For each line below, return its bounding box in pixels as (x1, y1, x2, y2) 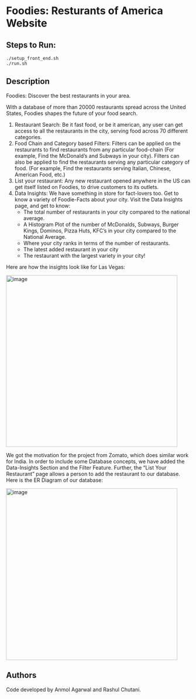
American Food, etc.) (14, 171, 66, 178)
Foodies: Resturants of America (6, 4, 163, 18)
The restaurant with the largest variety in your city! (23, 252, 146, 259)
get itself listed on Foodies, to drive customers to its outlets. (14, 183, 159, 190)
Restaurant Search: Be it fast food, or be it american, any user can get (14, 121, 183, 128)
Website (6, 16, 47, 30)
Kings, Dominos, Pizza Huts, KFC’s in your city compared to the (23, 227, 177, 234)
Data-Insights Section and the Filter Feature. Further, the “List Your (6, 464, 167, 471)
